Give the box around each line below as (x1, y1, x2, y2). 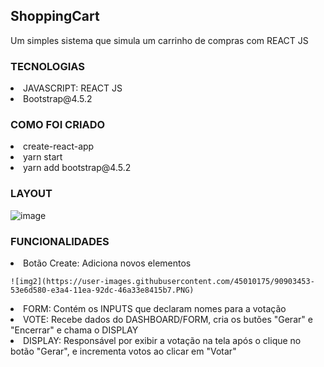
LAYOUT (10, 187, 53, 201)
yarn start (23, 151, 63, 163)
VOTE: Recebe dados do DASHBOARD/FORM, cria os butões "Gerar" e (23, 314, 313, 325)
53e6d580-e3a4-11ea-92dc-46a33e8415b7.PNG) (10, 285, 195, 295)
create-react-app (23, 140, 95, 153)
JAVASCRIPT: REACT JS (23, 82, 123, 94)
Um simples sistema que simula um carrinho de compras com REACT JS (10, 34, 309, 46)
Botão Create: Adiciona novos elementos (23, 257, 192, 269)
